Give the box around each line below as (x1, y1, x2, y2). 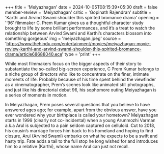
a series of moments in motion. (5, 92, 68, 98)
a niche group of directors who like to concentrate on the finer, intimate (5, 71, 149, 77)
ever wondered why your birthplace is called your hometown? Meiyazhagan (5, 112, 159, 118)
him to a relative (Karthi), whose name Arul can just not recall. (5, 144, 130, 149)
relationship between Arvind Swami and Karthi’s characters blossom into (5, 31, 152, 36)
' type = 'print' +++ (62, 51, 101, 57)
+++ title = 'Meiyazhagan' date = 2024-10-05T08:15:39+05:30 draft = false (5, 4, 158, 10)
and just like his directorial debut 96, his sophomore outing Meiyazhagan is (5, 87, 157, 92)
